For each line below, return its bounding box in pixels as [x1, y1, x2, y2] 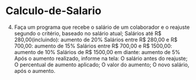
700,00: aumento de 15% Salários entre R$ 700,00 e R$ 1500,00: [14, 42, 172, 49]
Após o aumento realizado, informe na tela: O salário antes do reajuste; [14, 55, 188, 62]
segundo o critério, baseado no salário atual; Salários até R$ [14, 29, 162, 36]
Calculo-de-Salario [5, 4, 102, 18]
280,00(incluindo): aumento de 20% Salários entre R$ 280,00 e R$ [14, 36, 178, 43]
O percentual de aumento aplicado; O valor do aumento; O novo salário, [14, 61, 190, 68]
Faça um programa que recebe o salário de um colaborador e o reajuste [14, 24, 190, 31]
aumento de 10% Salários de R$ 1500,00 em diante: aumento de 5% [14, 48, 181, 55]
